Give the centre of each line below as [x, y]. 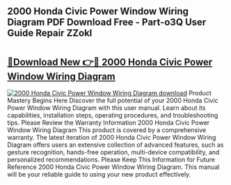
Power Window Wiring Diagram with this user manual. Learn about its [106, 108]
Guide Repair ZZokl [50, 33]
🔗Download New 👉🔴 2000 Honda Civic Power [110, 62]
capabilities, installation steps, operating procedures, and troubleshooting [113, 115]
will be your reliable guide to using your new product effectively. [99, 174]
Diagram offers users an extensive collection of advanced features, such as [115, 145]
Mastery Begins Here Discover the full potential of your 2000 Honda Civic [113, 100]
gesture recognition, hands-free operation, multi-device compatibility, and [113, 152]
